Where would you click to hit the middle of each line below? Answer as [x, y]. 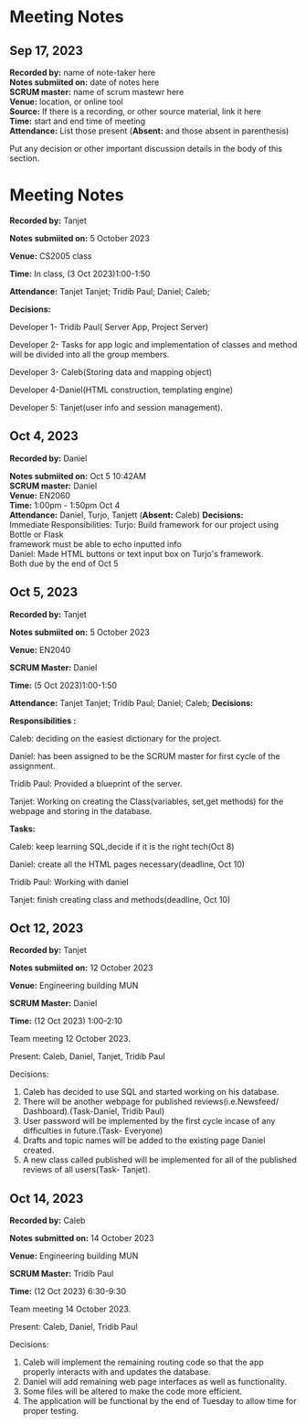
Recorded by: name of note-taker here [83, 72]
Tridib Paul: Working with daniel [69, 882]
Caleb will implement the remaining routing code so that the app [143, 1362]
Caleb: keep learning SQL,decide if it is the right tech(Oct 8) [122, 846]
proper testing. [51, 1411]
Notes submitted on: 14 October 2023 [82, 1238]
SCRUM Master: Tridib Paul [62, 1274]
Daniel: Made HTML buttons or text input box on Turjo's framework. [137, 553]
